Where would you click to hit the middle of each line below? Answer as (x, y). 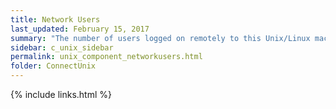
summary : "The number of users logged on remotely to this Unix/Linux (160, 38)
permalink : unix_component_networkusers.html (106, 57)
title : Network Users (55, 19)
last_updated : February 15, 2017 (80, 29)
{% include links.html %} (61, 94)
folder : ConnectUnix (53, 66)
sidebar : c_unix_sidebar (62, 47)
